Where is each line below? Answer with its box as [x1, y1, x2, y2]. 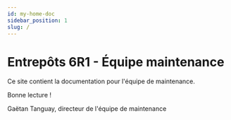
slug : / [7, 23, 30, 30]
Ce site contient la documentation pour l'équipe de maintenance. [7, 77, 196, 85]
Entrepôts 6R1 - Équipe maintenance [7, 54, 225, 70]
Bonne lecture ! [7, 91, 51, 100]
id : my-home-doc [7, 10, 55, 18]
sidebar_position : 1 [7, 17, 68, 24]
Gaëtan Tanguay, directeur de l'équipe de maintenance [7, 104, 167, 113]
